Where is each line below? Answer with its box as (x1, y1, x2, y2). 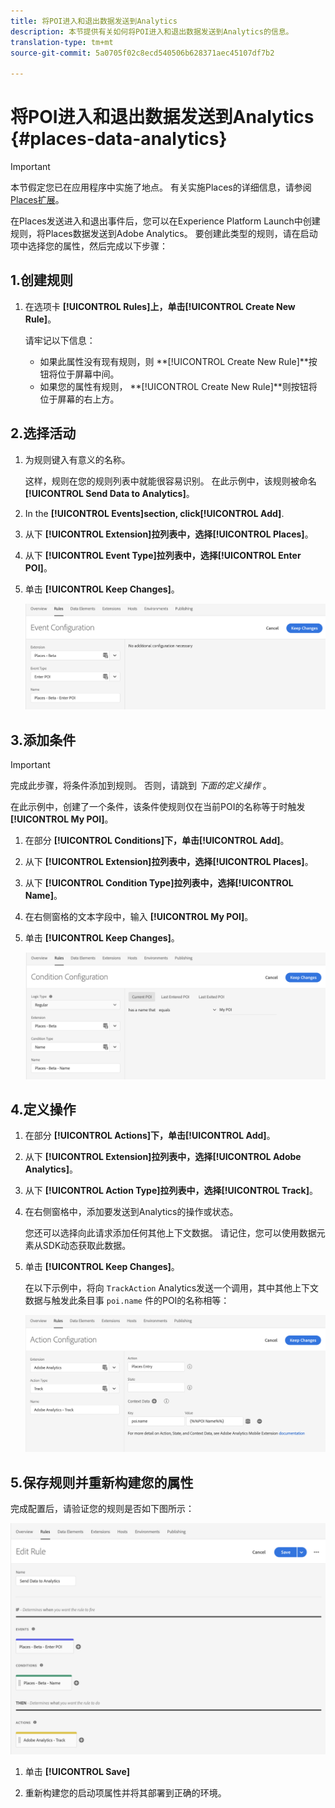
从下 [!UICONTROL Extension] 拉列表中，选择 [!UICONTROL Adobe (24, 1151, 302, 1163)
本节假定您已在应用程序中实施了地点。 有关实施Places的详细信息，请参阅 (10, 181, 312, 194)
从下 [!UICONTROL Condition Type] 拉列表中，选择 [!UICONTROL (24, 876, 294, 889)
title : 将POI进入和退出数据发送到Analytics (10, 16, 178, 26)
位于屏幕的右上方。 (39, 393, 120, 405)
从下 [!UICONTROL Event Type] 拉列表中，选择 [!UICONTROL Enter (24, 549, 302, 561)
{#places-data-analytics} (10, 128, 228, 150)
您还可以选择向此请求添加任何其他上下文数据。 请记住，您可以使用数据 (24, 1227, 317, 1239)
